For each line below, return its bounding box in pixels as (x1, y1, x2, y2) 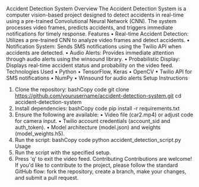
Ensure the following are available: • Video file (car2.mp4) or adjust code (14, 111, 194, 118)
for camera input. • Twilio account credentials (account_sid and (14, 118, 170, 124)
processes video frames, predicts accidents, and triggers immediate (6, 24, 173, 31)
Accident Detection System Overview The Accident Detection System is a (6, 5, 187, 12)
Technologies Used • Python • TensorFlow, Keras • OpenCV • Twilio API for (6, 68, 192, 75)
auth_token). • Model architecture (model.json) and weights (14, 124, 161, 131)
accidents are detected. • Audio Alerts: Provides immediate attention (6, 49, 174, 56)
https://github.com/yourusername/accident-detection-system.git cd (14, 92, 182, 99)
